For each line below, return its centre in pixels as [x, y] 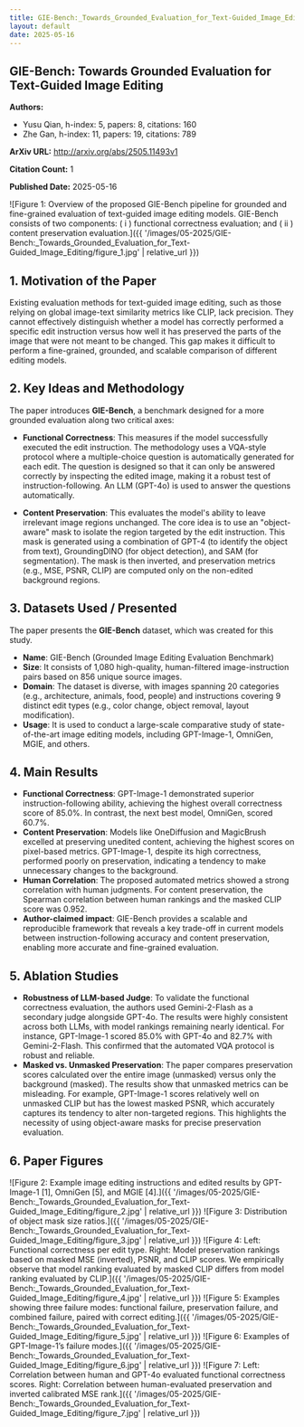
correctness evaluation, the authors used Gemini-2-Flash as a [138, 1007]
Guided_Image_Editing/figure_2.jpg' [76, 1212]
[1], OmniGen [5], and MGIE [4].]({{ [106, 1192]
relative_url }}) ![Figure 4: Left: [204, 1241]
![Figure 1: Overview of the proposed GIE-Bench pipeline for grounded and [148, 204]
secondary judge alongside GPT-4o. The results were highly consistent [155, 1017]
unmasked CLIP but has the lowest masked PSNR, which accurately [148, 1103]
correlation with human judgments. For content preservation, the [143, 890]
